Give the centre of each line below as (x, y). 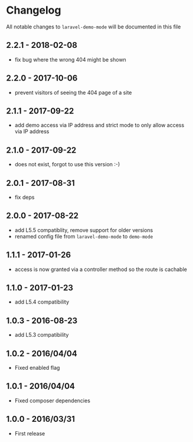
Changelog (34, 10)
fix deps (24, 197)
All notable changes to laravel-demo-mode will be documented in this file (94, 27)
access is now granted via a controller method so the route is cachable (101, 269)
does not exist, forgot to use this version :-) (67, 164)
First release (30, 433)
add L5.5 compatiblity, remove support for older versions (84, 230)
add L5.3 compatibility (42, 335)
